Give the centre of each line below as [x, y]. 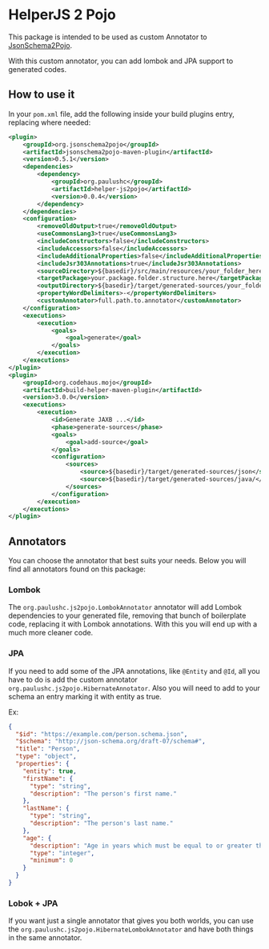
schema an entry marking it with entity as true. [85, 696]
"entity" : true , [50, 771]
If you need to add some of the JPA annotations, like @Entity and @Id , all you [134, 671]
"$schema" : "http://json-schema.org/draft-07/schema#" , [110, 742]
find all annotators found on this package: [77, 569]
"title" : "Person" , [48, 749]
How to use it [42, 95]
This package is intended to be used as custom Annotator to [108, 37]
